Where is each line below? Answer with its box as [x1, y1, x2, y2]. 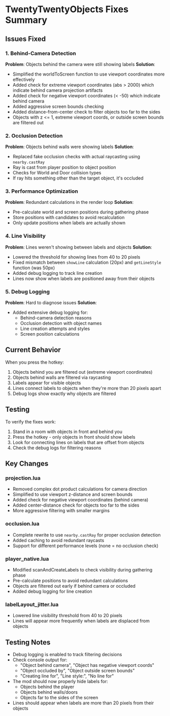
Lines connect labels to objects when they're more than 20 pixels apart [12, 385, 161, 391]
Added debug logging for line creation [12, 588, 92, 594]
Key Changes [5, 459, 49, 468]
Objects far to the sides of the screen [20, 695, 98, 701]
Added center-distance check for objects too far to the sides [12, 502, 140, 508]
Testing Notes [5, 638, 51, 647]
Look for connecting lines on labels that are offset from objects [12, 439, 145, 445]
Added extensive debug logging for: [12, 309, 88, 315]
